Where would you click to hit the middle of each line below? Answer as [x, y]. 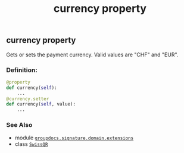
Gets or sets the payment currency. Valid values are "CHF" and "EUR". [92, 55]
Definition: [22, 70]
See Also [19, 125]
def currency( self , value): [41, 104]
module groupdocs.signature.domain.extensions [74, 138]
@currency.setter [28, 99]
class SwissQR [31, 144]
